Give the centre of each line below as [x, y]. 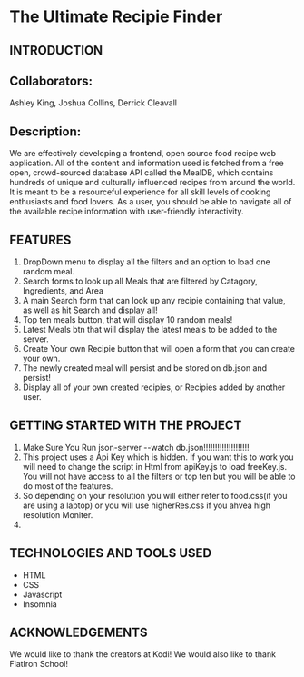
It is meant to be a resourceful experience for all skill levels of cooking [140, 192]
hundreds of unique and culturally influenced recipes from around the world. [152, 183]
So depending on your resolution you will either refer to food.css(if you [155, 495]
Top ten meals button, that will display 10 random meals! [127, 320]
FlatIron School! [39, 664]
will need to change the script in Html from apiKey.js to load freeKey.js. [155, 466]
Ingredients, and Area [63, 291]
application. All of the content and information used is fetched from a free [147, 163]
